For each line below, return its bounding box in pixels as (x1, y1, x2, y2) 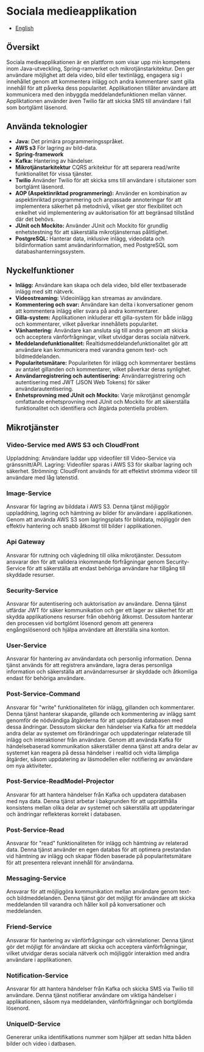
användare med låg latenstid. (6, 474, 79, 481)
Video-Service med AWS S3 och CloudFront (6, 440, 139, 449)
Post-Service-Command (6, 690, 80, 698)
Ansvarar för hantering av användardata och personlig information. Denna (6, 655, 192, 662)
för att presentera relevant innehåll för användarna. (6, 859, 134, 867)
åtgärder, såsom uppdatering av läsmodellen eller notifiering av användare (6, 755, 193, 763)
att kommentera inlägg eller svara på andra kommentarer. (15, 307, 160, 315)
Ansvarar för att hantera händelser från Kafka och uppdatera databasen (6, 791, 186, 798)
